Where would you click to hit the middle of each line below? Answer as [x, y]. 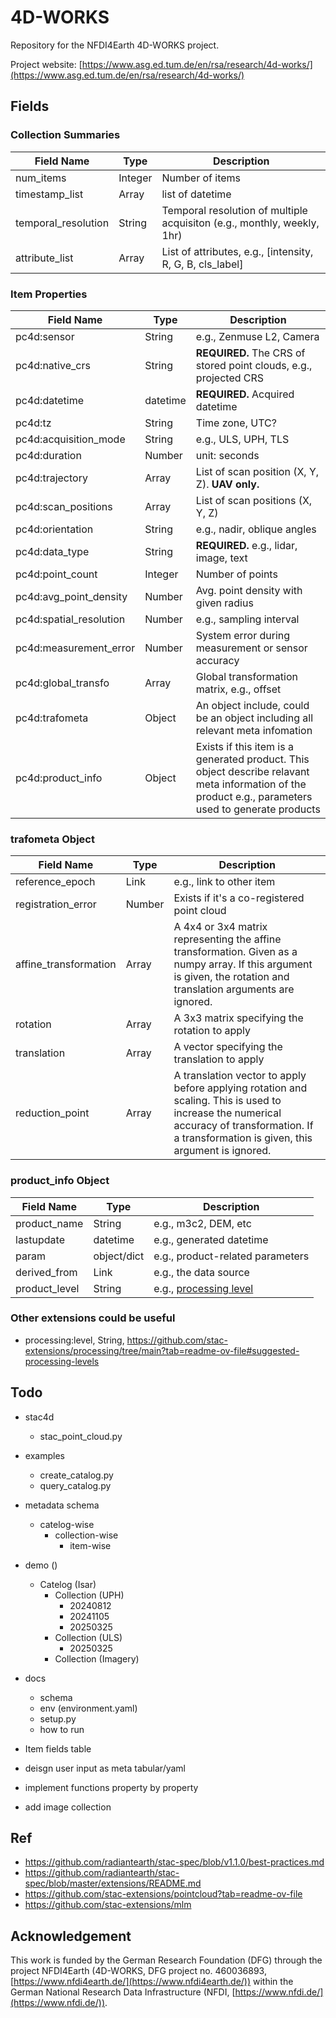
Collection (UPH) [89, 1595]
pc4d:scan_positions [64, 506]
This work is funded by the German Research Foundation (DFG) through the [166, 1960]
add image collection [68, 1807]
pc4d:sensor [45, 336]
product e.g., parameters [254, 796]
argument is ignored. [222, 1151]
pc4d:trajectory [51, 478]
